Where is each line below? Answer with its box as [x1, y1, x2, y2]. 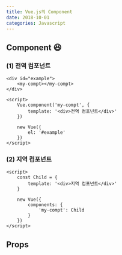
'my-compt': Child [38, 207, 85, 213]
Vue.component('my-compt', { [17, 102, 90, 109]
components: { [28, 202, 63, 208]
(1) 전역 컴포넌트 [6, 61, 51, 70]
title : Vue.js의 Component [6, 8, 73, 15]
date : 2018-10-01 [6, 14, 50, 20]
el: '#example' [28, 130, 66, 136]
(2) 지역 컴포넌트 [6, 155, 52, 163]
